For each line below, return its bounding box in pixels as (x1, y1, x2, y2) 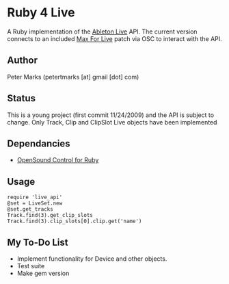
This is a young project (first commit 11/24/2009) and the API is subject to (7, 111, 214, 119)
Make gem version (16, 269, 70, 277)
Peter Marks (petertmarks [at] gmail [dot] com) (7, 73, 139, 81)
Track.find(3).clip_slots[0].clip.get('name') (7, 218, 142, 225)
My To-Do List (7, 236, 68, 248)
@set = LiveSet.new (7, 200, 63, 207)
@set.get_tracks (7, 206, 53, 213)
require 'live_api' (7, 194, 63, 201)
